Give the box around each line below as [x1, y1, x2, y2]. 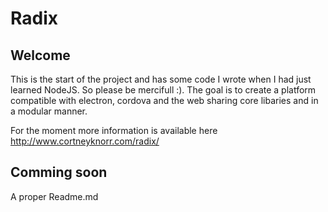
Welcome [10, 47, 71, 64]
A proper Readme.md [10, 190, 99, 202]
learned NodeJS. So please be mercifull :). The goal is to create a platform [10, 84, 317, 96]
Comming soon [10, 164, 108, 181]
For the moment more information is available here [10, 125, 218, 136]
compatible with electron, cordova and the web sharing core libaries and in [10, 95, 319, 106]
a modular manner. [10, 105, 88, 117]
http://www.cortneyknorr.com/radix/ [10, 135, 160, 147]
